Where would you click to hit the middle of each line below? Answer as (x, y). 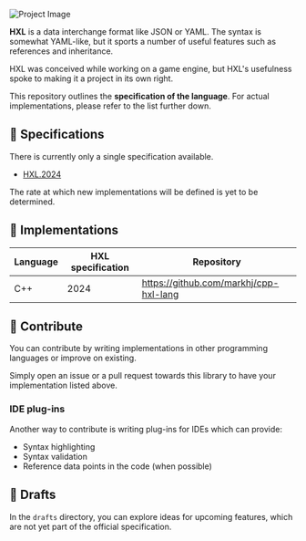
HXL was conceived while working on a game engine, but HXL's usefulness (151, 69)
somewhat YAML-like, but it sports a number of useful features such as (143, 42)
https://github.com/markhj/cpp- (210, 283)
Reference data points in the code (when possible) (117, 466)
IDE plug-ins (37, 409)
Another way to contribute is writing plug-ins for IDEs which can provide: (146, 429)
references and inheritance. (61, 51)
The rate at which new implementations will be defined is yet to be (134, 192)
